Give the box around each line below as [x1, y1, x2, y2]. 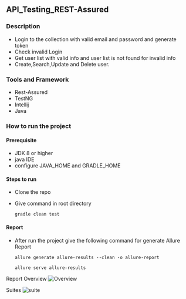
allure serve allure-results [14, 264, 86, 271]
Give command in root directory [14, 200, 92, 207]
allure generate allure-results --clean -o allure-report [14, 254, 160, 260]
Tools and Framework [6, 75, 69, 83]
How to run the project [6, 122, 72, 130]
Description [6, 22, 40, 31]
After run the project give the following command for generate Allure [14, 237, 180, 244]
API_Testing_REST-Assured [6, 5, 109, 15]
